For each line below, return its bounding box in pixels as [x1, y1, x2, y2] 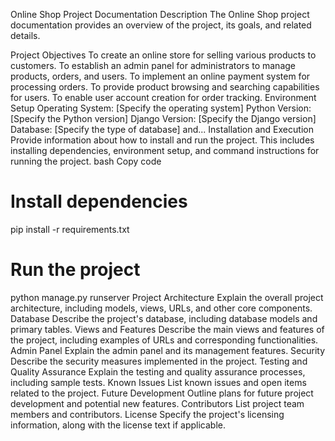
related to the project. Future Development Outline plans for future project [10, 387, 314, 399]
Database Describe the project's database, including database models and [10, 312, 318, 324]
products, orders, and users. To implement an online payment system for [10, 70, 311, 82]
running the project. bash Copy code [10, 155, 162, 167]
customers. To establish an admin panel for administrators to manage [10, 60, 296, 71]
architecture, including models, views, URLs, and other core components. [10, 302, 313, 314]
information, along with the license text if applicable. [10, 419, 226, 431]
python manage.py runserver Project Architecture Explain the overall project [10, 291, 324, 303]
